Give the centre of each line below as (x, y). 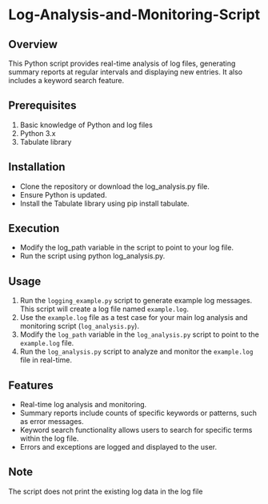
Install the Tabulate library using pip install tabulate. (104, 203)
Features (31, 385)
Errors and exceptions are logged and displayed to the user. (118, 447)
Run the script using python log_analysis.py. (92, 256)
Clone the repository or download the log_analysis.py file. (115, 186)
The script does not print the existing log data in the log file (106, 491)
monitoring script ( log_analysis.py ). (80, 326)
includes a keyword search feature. (66, 80)
